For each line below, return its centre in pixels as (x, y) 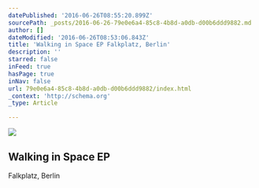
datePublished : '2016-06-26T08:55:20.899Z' (81, 15)
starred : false (33, 60)
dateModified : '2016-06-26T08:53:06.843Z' (79, 37)
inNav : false (30, 81)
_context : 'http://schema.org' (59, 96)
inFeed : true (30, 67)
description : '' (35, 52)
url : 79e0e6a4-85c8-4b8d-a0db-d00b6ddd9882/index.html (100, 88)
